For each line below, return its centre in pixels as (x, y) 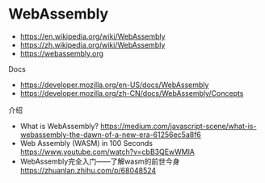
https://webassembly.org (61, 53)
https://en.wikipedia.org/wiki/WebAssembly (93, 36)
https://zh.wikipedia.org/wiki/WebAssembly (93, 44)
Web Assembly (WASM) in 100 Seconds (86, 143)
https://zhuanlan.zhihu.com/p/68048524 (88, 170)
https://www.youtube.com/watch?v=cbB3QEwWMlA (107, 152)
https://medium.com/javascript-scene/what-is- (179, 126)
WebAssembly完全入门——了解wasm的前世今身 (100, 161)
